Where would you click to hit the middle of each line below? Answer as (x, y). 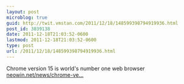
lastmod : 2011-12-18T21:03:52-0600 (51, 40)
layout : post (23, 12)
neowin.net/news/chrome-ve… (45, 75)
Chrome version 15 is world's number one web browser (76, 68)
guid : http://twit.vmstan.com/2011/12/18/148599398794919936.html (92, 23)
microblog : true (27, 18)
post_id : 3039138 (28, 29)
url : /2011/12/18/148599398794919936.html (61, 51)
